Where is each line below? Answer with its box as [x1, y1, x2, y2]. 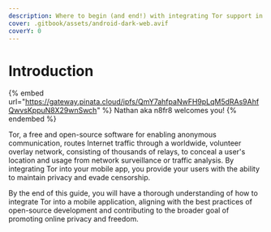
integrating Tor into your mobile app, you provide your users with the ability [8, 164, 260, 174]
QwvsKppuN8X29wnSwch [8, 106, 97, 116]
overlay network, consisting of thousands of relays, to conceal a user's [8, 147, 246, 157]
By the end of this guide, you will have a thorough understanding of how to [8, 188, 258, 198]
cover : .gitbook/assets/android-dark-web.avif [8, 19, 169, 27]
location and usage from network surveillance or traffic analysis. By [8, 155, 234, 166]
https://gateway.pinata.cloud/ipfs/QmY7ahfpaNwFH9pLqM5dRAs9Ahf [24, 97, 260, 107]
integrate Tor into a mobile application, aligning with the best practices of [8, 197, 253, 207]
